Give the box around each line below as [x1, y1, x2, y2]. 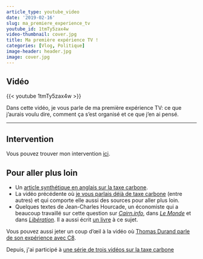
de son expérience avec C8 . [6, 234, 77, 241]
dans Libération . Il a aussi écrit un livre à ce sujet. [14, 216, 138, 223]
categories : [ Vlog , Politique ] [6, 43, 85, 49]
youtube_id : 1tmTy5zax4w [6, 25, 69, 32]
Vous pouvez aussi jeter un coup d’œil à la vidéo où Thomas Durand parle [6, 228, 190, 235]
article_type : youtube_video [6, 8, 80, 15]
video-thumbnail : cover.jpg [6, 32, 77, 38]
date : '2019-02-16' [6, 15, 56, 21]
